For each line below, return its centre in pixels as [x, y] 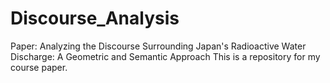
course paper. [39, 67]
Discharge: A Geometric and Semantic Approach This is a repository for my [165, 56]
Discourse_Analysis [95, 18]
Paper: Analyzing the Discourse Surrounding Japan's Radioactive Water [158, 46]
